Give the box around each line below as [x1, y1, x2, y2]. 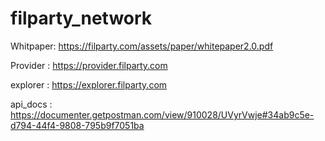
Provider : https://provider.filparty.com [10, 59, 168, 71]
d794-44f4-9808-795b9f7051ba [10, 119, 145, 131]
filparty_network [10, 7, 153, 30]
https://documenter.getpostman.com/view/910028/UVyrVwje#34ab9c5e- [10, 108, 315, 121]
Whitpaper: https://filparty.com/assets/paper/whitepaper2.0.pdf [10, 40, 274, 52]
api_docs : [10, 98, 53, 110]
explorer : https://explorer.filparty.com [10, 78, 168, 91]
